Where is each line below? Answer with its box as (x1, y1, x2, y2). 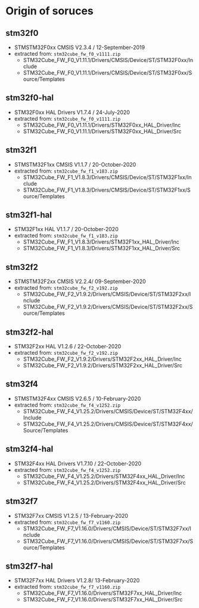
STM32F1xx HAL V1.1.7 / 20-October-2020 (14, 226, 119, 233)
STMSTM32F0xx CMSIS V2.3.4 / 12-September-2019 (14, 44, 145, 51)
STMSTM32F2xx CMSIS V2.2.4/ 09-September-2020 (14, 278, 147, 285)
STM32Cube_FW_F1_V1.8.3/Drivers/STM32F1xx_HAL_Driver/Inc (23, 238, 180, 245)
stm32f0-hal (5, 93, 54, 103)
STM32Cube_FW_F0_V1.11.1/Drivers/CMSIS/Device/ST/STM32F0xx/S (23, 69, 192, 76)
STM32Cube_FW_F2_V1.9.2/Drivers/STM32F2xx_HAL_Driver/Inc (23, 355, 182, 363)
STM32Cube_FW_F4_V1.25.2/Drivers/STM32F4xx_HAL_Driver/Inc (23, 472, 185, 480)
